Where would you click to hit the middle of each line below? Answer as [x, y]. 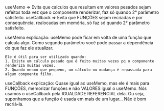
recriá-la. [14, 104]
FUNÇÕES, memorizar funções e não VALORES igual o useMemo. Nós [76, 88]
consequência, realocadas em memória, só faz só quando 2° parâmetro [78, 23]
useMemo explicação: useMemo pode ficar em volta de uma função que [78, 37]
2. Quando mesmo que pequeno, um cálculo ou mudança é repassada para [79, 70]
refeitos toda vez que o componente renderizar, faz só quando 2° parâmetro [82, 12]
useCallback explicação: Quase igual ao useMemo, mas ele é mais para [77, 83]
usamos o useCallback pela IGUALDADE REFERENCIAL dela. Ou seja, [75, 94]
